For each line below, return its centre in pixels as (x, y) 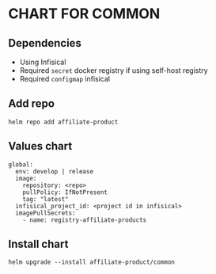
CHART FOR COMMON (84, 14)
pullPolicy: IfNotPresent (65, 192)
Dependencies (45, 43)
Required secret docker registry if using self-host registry (114, 70)
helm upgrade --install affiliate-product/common (92, 262)
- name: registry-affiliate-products (85, 220)
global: (21, 164)
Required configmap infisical (65, 79)
